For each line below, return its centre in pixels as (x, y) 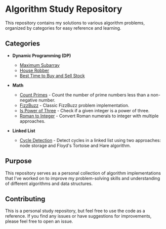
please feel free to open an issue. (39, 222)
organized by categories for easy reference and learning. (63, 28)
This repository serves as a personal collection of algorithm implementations (83, 173)
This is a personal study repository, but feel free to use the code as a (75, 211)
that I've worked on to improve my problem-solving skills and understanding (83, 178)
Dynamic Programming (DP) (41, 55)
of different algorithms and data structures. (49, 183)
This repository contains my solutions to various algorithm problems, (75, 23)
